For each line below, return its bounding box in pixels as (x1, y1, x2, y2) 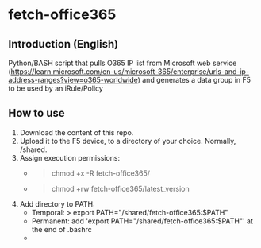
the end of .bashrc (31, 224, 93, 234)
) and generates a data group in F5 (137, 76, 251, 84)
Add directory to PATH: (19, 199, 95, 208)
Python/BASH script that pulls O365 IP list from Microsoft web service (8, 58, 237, 68)
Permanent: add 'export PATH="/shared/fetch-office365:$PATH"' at (31, 216, 254, 226)
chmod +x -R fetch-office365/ (51, 169, 151, 178)
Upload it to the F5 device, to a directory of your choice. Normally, (19, 136, 236, 145)
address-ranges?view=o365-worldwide (8, 76, 138, 84)
